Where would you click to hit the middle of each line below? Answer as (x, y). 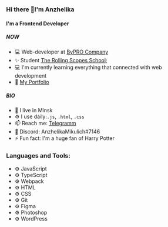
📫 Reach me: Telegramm (45, 123)
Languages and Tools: (38, 156)
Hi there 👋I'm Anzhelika (40, 9)
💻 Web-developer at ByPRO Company (61, 52)
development (31, 76)
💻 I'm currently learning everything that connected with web (88, 68)
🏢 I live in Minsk (33, 111)
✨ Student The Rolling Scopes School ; (61, 61)
